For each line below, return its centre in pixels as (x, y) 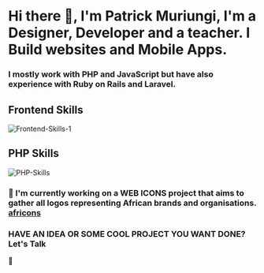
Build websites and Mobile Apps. (118, 50)
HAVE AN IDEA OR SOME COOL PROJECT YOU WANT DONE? (127, 234)
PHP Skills (33, 153)
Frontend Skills (46, 110)
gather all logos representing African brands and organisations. (132, 203)
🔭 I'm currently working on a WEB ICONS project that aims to (126, 193)
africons (25, 212)
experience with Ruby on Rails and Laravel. (92, 84)
